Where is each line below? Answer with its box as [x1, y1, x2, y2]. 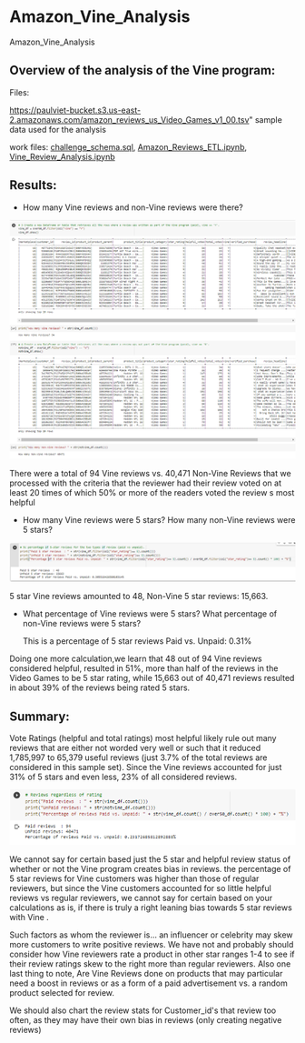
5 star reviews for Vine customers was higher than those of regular [9, 873, 260, 884]
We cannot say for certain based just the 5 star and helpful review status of [9, 853, 291, 865]
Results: [9, 177, 57, 193]
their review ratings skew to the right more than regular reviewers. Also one [9, 958, 291, 969]
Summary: [9, 708, 70, 724]
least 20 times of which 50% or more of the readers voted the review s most [9, 487, 295, 498]
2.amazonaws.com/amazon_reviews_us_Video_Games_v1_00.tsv [9, 114, 250, 125]
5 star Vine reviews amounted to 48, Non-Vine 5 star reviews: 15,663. [9, 591, 269, 602]
